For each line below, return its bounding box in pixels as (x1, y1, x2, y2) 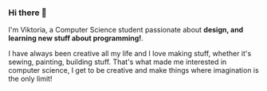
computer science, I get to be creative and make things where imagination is (8, 66, 259, 75)
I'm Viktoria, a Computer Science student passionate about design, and (8, 25, 244, 35)
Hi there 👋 (8, 7, 48, 18)
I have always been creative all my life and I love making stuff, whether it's (8, 49, 252, 59)
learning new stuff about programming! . (8, 33, 143, 43)
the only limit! (8, 74, 53, 84)
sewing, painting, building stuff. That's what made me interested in (8, 57, 227, 66)
